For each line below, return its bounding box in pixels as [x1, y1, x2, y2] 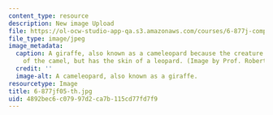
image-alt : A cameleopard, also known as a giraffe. [15, 72, 198, 80]
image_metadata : [8, 42, 63, 50]
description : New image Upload [8, 19, 115, 28]
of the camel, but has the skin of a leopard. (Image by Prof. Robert [23, 57, 267, 66]
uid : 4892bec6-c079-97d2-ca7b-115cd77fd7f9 [8, 95, 158, 103]
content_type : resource [8, 11, 89, 20]
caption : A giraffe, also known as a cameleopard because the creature [15, 49, 264, 57]
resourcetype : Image [8, 79, 79, 87]
